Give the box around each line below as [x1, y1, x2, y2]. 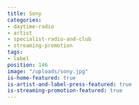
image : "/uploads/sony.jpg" [7, 68, 89, 75]
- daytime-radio [7, 23, 54, 30]
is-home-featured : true [7, 74, 76, 82]
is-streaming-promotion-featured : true [7, 87, 123, 94]
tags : [7, 49, 23, 56]
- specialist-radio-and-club [7, 36, 92, 43]
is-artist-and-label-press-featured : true [7, 81, 132, 88]
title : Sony [7, 10, 42, 17]
